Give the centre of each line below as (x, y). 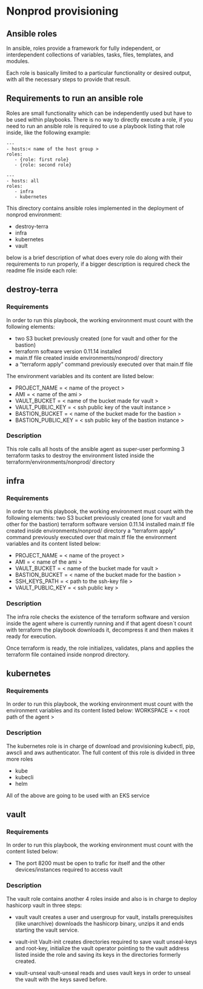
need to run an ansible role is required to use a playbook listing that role (96, 126)
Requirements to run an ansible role (75, 98)
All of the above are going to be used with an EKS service (78, 795)
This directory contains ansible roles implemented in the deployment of (95, 208)
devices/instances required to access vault (69, 870)
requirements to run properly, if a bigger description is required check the (98, 264)
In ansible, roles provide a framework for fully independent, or (84, 48)
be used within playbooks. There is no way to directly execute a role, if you (100, 119)
